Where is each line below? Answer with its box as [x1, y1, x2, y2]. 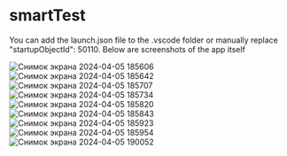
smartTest [9, 5, 86, 26]
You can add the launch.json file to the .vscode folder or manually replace [9, 35, 279, 45]
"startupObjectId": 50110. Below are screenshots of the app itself [9, 43, 246, 54]
